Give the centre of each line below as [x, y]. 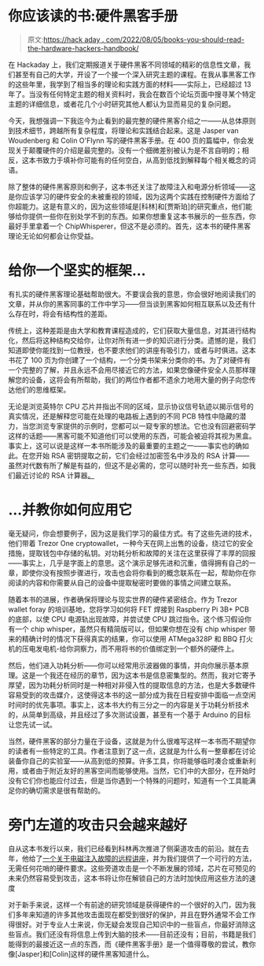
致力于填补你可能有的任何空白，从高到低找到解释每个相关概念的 [145, 160]
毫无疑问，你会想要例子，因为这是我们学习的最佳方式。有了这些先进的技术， [132, 533]
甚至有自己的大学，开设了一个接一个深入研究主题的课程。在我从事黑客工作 [135, 74]
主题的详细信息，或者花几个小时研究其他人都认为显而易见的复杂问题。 [122, 104]
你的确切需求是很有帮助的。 [59, 790]
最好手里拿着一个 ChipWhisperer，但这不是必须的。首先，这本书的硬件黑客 [130, 226]
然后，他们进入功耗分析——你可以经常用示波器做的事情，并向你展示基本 [125, 665]
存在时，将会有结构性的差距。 [63, 314]
